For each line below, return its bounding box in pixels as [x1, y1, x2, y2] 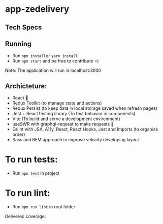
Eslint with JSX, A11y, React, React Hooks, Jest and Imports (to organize [12, 127, 159, 132]
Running [5, 39, 32, 48]
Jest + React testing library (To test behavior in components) [12, 111, 136, 117]
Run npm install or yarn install [12, 53, 78, 59]
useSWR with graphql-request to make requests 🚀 [12, 121, 114, 127]
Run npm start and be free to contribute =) [12, 58, 99, 64]
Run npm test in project [12, 170, 60, 176]
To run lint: [5, 188, 50, 199]
